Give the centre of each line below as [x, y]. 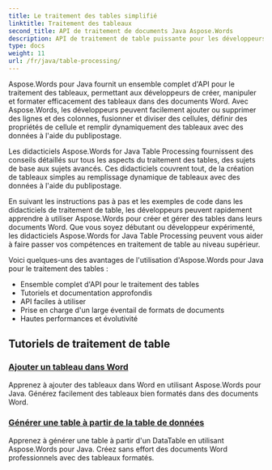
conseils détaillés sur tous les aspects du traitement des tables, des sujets [132, 159]
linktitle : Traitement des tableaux [70, 23]
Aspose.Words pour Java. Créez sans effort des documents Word [118, 449]
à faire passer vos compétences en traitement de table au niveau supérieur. [134, 244]
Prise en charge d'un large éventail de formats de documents [122, 310]
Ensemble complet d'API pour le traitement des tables [110, 284]
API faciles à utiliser [53, 301]
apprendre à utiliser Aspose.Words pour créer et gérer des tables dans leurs [136, 218]
